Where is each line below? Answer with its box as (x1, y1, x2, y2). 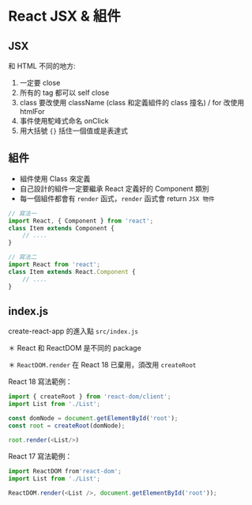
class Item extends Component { (8, 224, 115, 232)
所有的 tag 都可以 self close (19, 88, 110, 97)
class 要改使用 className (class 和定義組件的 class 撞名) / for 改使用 (19, 98, 245, 107)
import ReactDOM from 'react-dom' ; (8, 467, 122, 475)
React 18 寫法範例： (8, 377, 73, 386)
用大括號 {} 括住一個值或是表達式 (19, 126, 128, 135)
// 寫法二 (8, 253, 37, 261)
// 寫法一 (8, 209, 37, 218)
